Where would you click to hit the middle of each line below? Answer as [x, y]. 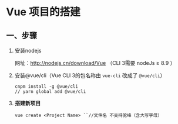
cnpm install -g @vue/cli [46, 87]
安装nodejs [28, 51]
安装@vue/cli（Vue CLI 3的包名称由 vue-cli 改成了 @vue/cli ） [90, 75]
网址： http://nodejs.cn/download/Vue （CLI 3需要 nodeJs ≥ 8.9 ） [95, 63]
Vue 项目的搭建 [43, 12]
